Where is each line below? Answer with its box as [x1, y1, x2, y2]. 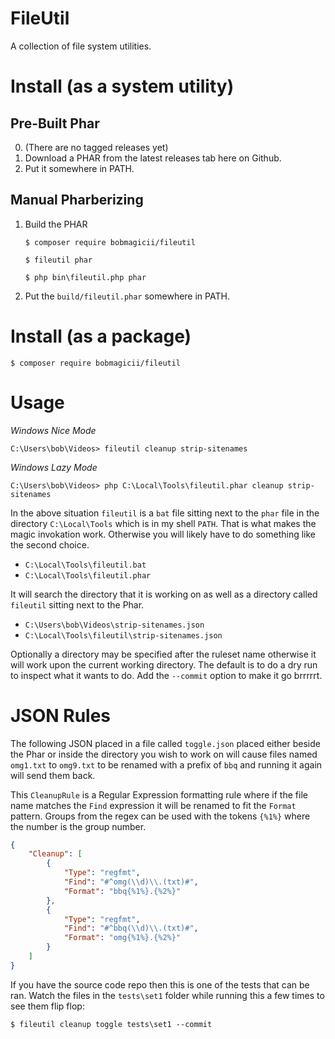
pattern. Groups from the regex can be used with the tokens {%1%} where [10, 810, 311, 822]
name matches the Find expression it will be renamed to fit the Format [10, 799, 297, 811]
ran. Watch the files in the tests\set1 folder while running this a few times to [10, 989, 325, 1001]
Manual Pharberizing [10, 192, 144, 209]
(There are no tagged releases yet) [24, 141, 169, 153]
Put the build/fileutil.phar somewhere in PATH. [24, 290, 230, 302]
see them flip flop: [10, 1000, 85, 1012]
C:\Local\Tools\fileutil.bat [24, 560, 147, 570]
